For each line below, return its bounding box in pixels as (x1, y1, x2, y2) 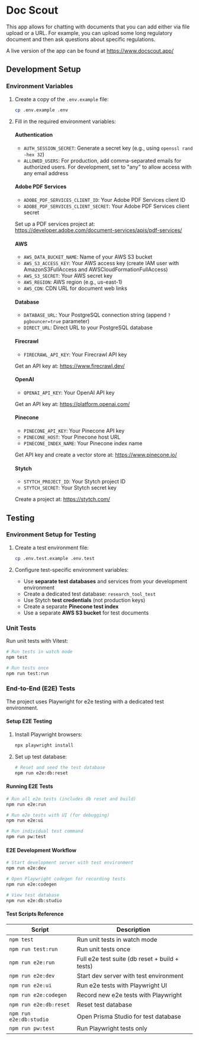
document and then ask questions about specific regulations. (6, 36, 156, 43)
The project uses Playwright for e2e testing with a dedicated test (6, 698, 164, 705)
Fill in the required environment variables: (14, 118, 117, 125)
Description (116, 925, 150, 933)
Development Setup (6, 65, 81, 75)
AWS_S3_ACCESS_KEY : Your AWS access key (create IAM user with (23, 260, 179, 267)
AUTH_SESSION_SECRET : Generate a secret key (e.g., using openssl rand (23, 144, 193, 152)
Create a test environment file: (14, 544, 89, 551)
